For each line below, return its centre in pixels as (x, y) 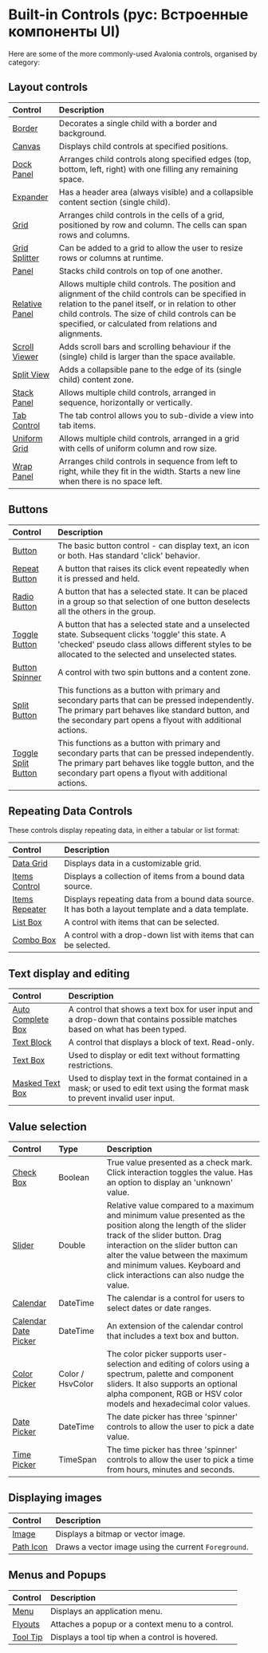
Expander (30, 197)
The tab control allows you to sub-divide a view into (156, 415)
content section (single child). (114, 202)
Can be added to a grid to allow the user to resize (151, 247)
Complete (31, 1020)
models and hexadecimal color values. (178, 1404)
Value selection (48, 1126)
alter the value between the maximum (177, 1255)
